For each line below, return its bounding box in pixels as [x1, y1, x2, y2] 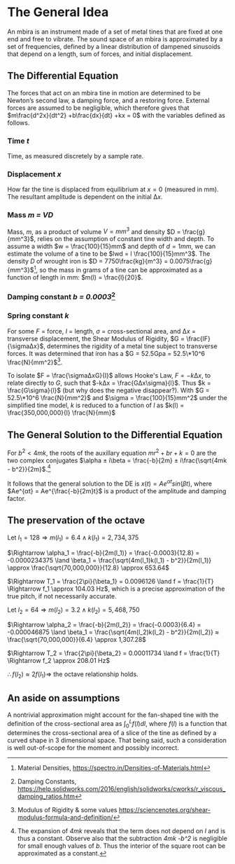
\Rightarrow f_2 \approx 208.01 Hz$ [7, 657, 111, 665]
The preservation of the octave [7, 514, 145, 526]
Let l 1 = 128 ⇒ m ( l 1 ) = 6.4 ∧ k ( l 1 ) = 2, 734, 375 [7, 533, 139, 543]
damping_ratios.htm [17, 792, 76, 800]
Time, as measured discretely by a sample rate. [7, 152, 144, 160]
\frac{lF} [186, 334, 211, 343]
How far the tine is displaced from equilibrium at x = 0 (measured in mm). [7, 185, 219, 193]
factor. [7, 495, 27, 503]
